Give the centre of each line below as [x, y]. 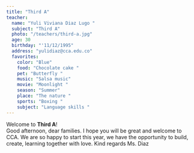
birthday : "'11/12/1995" [43, 46]
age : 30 [21, 40]
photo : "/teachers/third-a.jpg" [52, 34]
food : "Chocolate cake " [48, 68]
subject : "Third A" [36, 29]
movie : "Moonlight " [43, 85]
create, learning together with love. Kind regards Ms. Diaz [77, 143]
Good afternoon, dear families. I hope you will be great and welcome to [94, 131]
